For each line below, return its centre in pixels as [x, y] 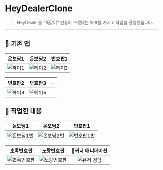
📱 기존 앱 [17, 44]
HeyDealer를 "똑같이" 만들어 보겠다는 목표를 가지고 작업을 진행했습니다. [85, 22]
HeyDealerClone [39, 8]
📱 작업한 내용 [24, 111]
